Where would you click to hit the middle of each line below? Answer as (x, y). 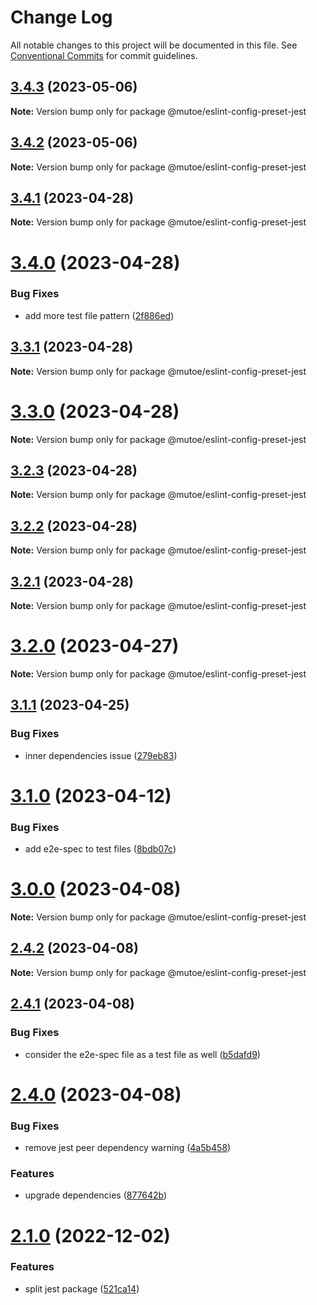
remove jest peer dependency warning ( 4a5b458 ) (128, 1148)
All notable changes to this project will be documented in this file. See (154, 45)
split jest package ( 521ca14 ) (82, 1288)
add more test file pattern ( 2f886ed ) (99, 315)
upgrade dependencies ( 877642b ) (96, 1195)
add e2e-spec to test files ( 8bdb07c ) (100, 849)
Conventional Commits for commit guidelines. (104, 55)
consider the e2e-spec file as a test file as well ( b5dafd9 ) (142, 1054)
